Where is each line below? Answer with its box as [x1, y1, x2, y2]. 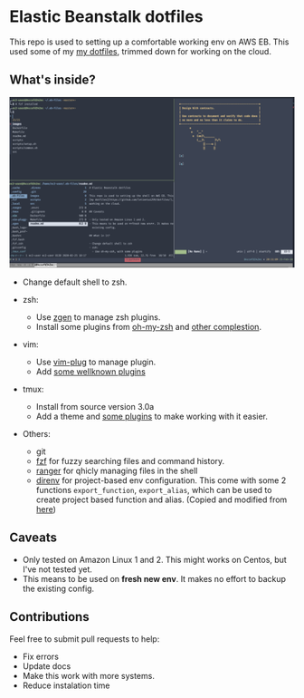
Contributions [9, 609, 90, 625]
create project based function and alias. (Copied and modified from [35, 494, 288, 505]
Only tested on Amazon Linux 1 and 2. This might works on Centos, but [22, 554, 287, 565]
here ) [35, 503, 57, 514]
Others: [22, 428, 52, 439]
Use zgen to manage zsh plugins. [35, 311, 161, 323]
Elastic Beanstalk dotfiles [9, 6, 204, 27]
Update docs [22, 660, 71, 672]
